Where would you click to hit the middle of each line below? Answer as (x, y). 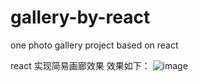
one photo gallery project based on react (94, 45)
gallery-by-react (80, 17)
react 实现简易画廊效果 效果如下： (80, 65)
